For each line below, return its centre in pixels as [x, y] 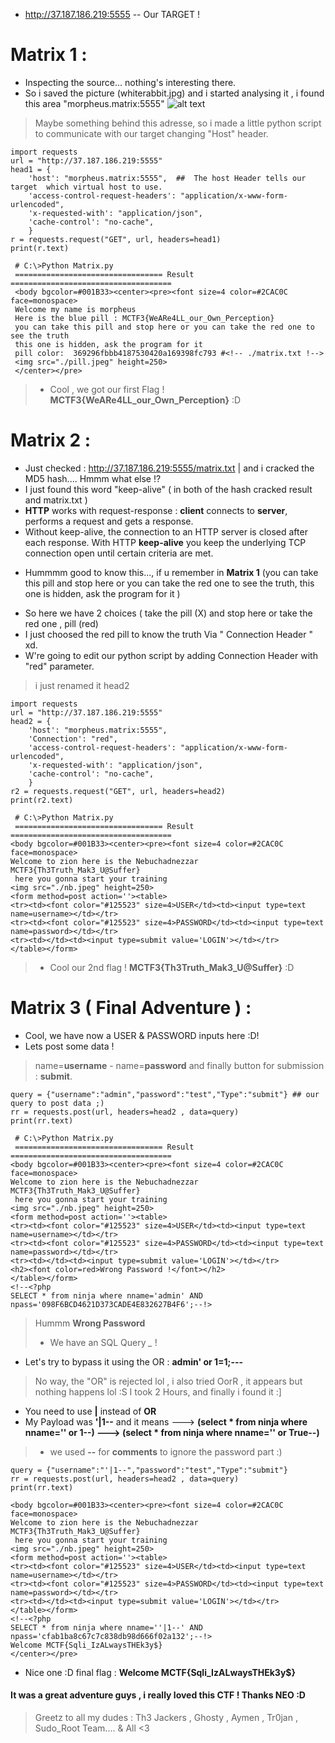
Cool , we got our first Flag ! [107, 389]
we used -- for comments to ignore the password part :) [166, 1451]
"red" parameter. [59, 666]
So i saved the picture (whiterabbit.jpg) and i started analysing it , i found [174, 93]
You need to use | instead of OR [90, 1411]
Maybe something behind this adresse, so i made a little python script [178, 123]
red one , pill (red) [61, 623]
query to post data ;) [57, 1103]
